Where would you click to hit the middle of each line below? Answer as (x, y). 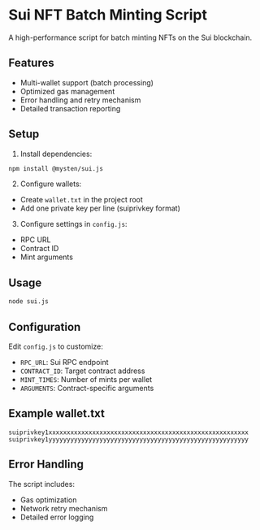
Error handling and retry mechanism (80, 100)
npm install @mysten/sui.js (56, 168)
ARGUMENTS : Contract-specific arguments (87, 388)
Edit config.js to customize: (56, 346)
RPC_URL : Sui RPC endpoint (64, 362)
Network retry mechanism (64, 508)
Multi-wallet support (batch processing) (87, 82)
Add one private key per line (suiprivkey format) (100, 208)
